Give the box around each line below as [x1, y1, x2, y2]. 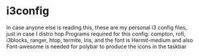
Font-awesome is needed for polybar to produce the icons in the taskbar [6, 43, 187, 50]
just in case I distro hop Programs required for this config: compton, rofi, [6, 30, 186, 37]
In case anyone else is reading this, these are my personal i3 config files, [6, 24, 187, 31]
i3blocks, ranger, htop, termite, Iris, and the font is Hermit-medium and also [6, 36, 194, 43]
